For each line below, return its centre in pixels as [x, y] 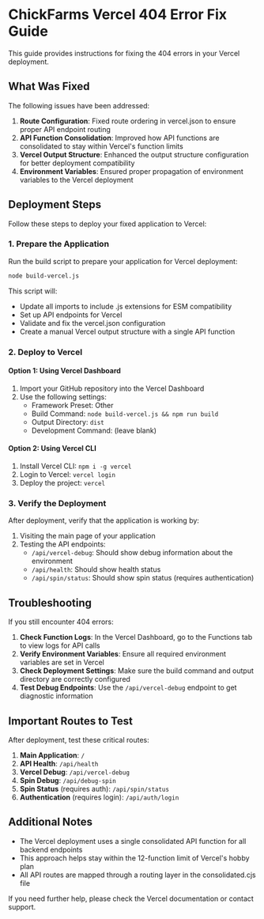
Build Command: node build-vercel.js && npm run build [125, 414]
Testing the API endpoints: [62, 544]
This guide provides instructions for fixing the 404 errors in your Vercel [124, 53]
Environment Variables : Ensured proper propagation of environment [131, 171]
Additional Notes [51, 822]
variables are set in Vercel [62, 663]
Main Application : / [52, 755]
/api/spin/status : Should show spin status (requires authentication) [143, 578]
